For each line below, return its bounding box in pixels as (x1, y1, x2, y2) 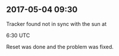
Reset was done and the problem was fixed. (6, 43, 114, 50)
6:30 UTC (6, 32, 30, 39)
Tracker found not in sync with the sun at (6, 20, 107, 27)
